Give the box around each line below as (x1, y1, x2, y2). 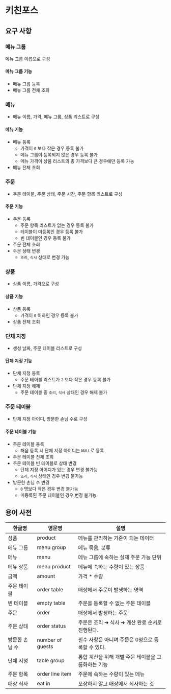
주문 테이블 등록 (12, 441, 44, 447)
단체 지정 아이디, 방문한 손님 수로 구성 (12, 416, 88, 422)
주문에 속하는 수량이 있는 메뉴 (78, 670, 145, 678)
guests (37, 643, 53, 650)
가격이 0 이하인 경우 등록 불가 (20, 312, 79, 318)
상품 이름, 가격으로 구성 (12, 281, 60, 287)
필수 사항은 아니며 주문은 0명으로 (78, 636, 153, 643)
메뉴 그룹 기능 (5, 68, 32, 75)
